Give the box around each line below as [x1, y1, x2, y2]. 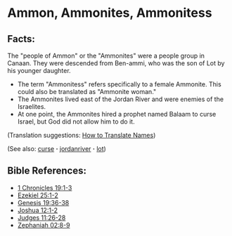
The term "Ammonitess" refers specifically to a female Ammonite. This [17, 80, 221, 88]
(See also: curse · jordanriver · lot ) [7, 145, 107, 152]
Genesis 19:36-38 [17, 198, 70, 206]
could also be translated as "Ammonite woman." [17, 88, 157, 96]
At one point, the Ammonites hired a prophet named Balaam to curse [17, 110, 217, 118]
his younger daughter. [7, 67, 72, 74]
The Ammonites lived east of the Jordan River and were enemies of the [17, 95, 224, 103]
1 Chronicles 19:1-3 [17, 183, 72, 192]
